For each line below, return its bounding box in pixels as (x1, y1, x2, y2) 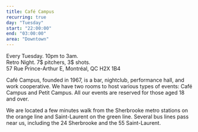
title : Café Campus (6, 8, 55, 15)
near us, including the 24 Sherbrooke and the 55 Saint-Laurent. (6, 120, 161, 126)
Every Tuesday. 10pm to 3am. (6, 53, 78, 59)
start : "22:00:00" (6, 25, 52, 31)
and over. (6, 95, 29, 102)
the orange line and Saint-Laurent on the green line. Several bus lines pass (6, 113, 189, 120)
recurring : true (6, 14, 46, 20)
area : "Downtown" (6, 36, 49, 42)
